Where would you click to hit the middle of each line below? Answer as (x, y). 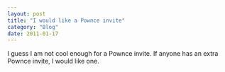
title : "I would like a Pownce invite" (66, 20)
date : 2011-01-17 (33, 34)
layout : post (27, 14)
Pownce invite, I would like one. (53, 61)
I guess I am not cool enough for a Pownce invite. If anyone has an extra (113, 54)
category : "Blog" (33, 27)
